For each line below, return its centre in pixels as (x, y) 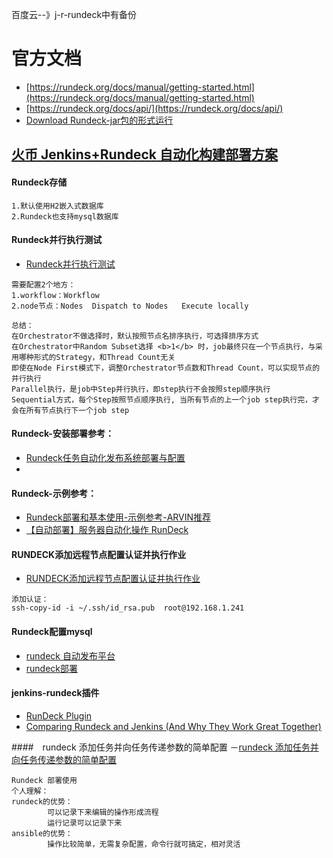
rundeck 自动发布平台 (70, 655)
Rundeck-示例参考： (54, 493)
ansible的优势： (42, 833)
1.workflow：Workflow (55, 295)
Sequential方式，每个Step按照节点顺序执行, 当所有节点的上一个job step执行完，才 (165, 399)
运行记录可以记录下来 (85, 823)
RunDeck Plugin (59, 715)
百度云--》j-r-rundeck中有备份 (74, 14)
